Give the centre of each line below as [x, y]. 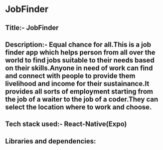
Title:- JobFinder [32, 28]
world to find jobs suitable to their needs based [80, 60]
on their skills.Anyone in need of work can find [79, 68]
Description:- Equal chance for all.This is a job [78, 44]
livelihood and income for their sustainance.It [77, 83]
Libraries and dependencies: [51, 141]
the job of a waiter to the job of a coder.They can [82, 99]
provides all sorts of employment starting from [79, 91]
